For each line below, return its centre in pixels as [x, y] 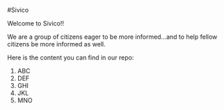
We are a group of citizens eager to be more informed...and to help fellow [112, 37]
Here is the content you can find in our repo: [71, 57]
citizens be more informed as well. [56, 44]
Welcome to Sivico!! [36, 23]
